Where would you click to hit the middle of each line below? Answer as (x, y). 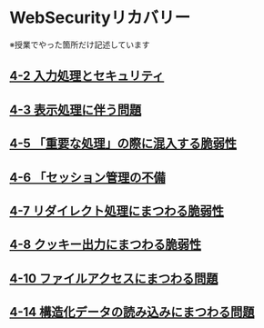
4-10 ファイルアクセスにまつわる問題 (114, 278)
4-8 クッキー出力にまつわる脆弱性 (106, 245)
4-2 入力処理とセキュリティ (87, 76)
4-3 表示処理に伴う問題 (76, 109)
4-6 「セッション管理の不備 (87, 177)
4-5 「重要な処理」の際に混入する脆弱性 (123, 144)
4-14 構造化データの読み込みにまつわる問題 (132, 312)
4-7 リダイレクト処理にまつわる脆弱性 (117, 210)
